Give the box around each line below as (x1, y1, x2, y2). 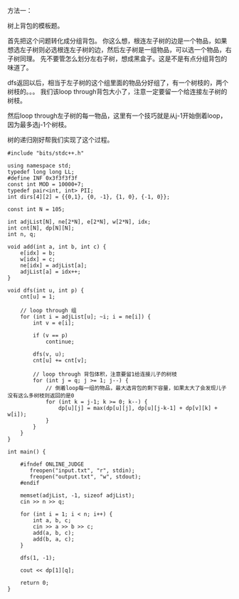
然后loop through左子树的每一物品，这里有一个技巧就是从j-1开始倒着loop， (7, 111, 227, 120)
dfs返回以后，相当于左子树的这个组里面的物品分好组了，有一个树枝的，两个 (7, 78, 229, 87)
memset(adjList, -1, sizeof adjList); (20, 492, 135, 499)
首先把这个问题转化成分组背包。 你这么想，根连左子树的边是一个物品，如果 (7, 36, 228, 45)
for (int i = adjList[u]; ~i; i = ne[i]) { (20, 313, 152, 320)
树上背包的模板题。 (7, 21, 64, 30)
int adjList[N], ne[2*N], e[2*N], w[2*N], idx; (7, 218, 152, 225)
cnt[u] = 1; (20, 293, 55, 300)
